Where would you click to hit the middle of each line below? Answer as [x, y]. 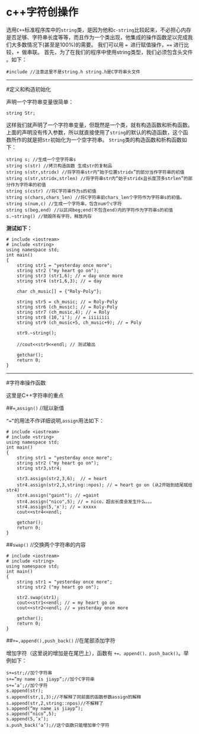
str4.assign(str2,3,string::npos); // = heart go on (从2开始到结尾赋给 [105, 485]
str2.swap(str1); [38, 597]
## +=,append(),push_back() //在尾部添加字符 [61, 640]
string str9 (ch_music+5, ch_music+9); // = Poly [79, 322]
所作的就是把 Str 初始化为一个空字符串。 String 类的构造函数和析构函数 [97, 140]
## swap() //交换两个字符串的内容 [46, 544]
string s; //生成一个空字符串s [41, 159]
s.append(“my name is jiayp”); [45, 708]
